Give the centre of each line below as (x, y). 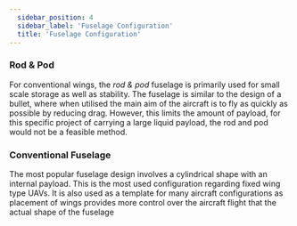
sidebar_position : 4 (55, 17)
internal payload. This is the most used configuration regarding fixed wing (145, 183)
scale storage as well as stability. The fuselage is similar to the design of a (145, 93)
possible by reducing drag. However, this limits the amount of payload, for (145, 113)
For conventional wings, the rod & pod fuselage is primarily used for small (144, 85)
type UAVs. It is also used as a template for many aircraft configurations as (146, 193)
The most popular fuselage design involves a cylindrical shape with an (138, 174)
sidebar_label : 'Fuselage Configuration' (95, 26)
